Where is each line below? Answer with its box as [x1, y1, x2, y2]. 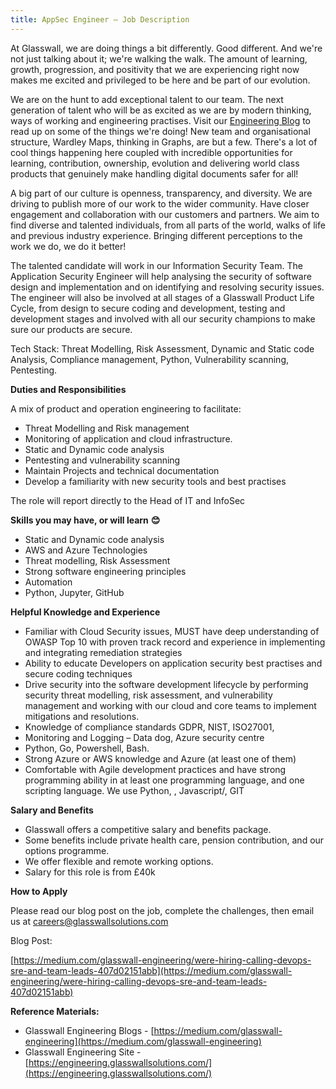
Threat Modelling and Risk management [24, 422, 190, 434]
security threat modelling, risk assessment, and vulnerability [24, 689, 273, 701]
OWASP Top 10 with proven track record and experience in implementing [24, 636, 326, 648]
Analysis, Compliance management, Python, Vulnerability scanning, [10, 353, 289, 365]
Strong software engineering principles [24, 565, 187, 577]
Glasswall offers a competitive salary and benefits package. [24, 823, 272, 835]
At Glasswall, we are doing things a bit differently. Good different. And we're [10, 42, 323, 54]
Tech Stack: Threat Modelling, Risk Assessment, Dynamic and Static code [10, 342, 315, 355]
